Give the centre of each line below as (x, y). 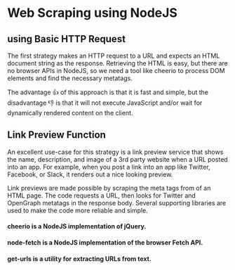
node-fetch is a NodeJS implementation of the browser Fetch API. (105, 243)
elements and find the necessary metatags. (70, 78)
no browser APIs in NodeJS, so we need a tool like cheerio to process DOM (116, 71)
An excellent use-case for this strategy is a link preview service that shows (115, 152)
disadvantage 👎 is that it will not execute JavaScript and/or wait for (105, 103)
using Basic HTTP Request (67, 39)
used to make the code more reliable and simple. (78, 210)
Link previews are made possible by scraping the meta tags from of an (109, 188)
